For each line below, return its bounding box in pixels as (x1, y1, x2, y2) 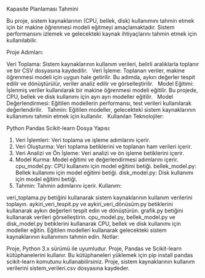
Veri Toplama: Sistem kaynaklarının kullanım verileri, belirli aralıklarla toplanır (6, 61, 199, 68)
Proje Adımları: (6, 48, 44, 56)
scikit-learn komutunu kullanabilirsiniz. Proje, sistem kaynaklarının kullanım (6, 258, 195, 265)
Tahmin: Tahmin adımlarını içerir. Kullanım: (15, 182, 122, 189)
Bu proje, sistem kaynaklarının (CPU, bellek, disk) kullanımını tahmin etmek (6, 17, 195, 24)
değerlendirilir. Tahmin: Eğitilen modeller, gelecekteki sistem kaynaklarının (6, 106, 196, 113)
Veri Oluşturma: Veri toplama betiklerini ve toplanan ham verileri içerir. (15, 143, 192, 150)
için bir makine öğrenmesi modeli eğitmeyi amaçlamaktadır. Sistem (6, 24, 175, 31)
